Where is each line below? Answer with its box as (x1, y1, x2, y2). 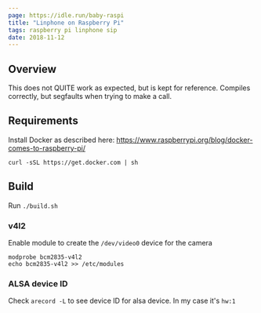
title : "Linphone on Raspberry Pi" (8, 19, 125, 27)
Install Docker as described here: (8, 135, 115, 144)
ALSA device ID (8, 278, 68, 289)
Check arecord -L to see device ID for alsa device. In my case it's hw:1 (8, 296, 236, 306)
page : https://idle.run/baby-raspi (8, 11, 125, 20)
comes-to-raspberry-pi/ (8, 143, 86, 153)
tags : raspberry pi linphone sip (8, 26, 118, 34)
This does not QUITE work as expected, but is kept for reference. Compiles (8, 83, 251, 93)
